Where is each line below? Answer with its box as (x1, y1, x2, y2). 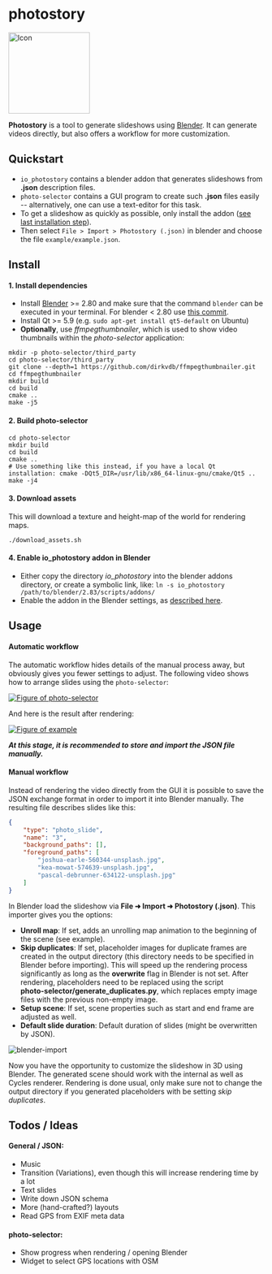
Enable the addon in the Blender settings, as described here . (19, 595, 223, 605)
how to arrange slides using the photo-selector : (8, 677, 169, 687)
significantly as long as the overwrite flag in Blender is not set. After (19, 968, 249, 978)
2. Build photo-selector (8, 415, 89, 425)
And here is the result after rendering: (8, 708, 134, 718)
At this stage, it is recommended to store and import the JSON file (8, 740, 235, 750)
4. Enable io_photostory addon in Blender (8, 553, 151, 563)
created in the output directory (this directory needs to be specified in (19, 951, 254, 961)
